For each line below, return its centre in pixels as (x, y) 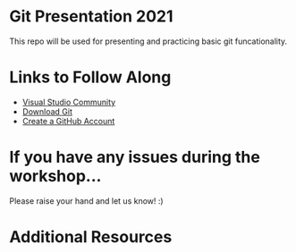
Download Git (47, 111)
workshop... (55, 176)
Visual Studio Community (69, 102)
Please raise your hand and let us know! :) (86, 201)
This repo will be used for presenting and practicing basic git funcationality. (148, 41)
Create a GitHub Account (68, 121)
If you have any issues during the (135, 157)
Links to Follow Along (90, 77)
